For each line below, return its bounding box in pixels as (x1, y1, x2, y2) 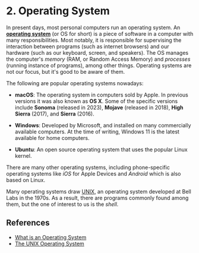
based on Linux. (6, 176, 46, 183)
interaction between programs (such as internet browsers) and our (6, 43, 169, 50)
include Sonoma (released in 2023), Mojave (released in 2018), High (14, 104, 184, 111)
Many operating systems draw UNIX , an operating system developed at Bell (6, 188, 191, 195)
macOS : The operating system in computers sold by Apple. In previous (14, 91, 188, 98)
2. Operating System (6, 4, 110, 18)
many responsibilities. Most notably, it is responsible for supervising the (6, 36, 182, 43)
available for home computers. (14, 134, 90, 141)
